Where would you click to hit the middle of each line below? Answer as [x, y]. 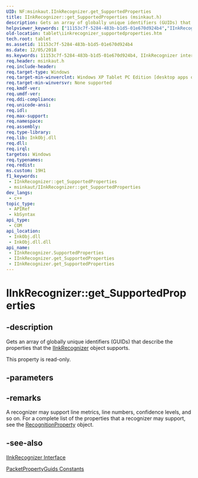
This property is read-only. [39, 359]
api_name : [18, 248]
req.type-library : [29, 132]
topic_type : [21, 204]
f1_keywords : [22, 176]
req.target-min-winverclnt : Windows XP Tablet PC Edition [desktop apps [97, 77]
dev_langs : [19, 192]
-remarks [24, 398]
